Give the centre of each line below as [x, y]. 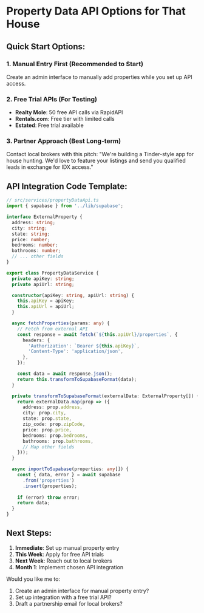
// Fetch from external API [53, 329]
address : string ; [34, 222]
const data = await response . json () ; [65, 374]
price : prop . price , [47, 430]
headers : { [36, 340]
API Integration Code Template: [67, 186]
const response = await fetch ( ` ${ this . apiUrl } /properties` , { [97, 334]
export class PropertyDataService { [53, 273]
